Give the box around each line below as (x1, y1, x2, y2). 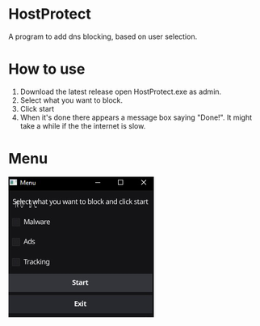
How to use (8, 60, 86, 78)
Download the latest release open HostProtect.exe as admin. (19, 87, 222, 96)
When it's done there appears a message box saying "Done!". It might (19, 112, 253, 122)
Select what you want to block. (19, 95, 124, 105)
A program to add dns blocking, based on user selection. (8, 32, 198, 41)
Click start (19, 104, 55, 113)
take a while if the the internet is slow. (19, 121, 146, 130)
